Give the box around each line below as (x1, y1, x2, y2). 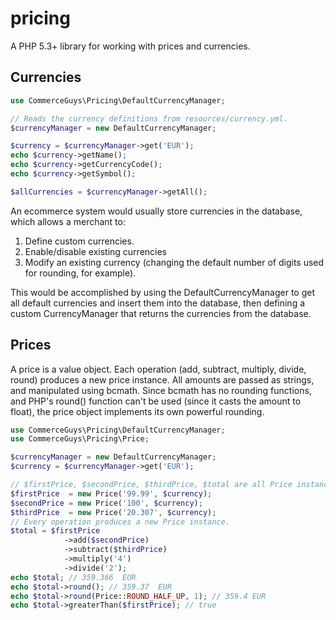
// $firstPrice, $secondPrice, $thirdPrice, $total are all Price (10, 480, 293, 490)
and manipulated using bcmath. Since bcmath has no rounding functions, (10, 384, 312, 396)
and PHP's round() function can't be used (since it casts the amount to (10, 395, 302, 407)
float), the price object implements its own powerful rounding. (10, 405, 265, 417)
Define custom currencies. (24, 235, 135, 247)
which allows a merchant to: (10, 215, 126, 227)
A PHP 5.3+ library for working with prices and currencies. (10, 40, 251, 52)
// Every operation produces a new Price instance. (10, 517, 230, 527)
